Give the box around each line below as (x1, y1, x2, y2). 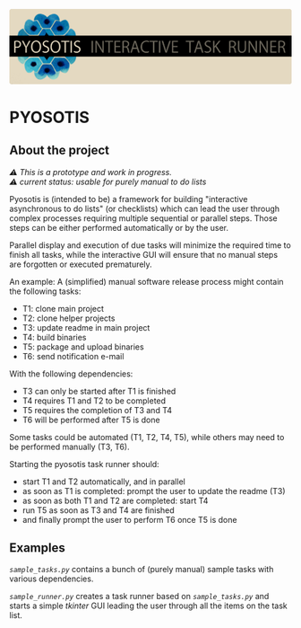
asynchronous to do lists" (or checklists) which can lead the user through (9, 203, 280, 214)
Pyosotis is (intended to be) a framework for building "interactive (9, 193, 248, 204)
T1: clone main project (21, 303, 105, 314)
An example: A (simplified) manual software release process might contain (9, 276, 284, 287)
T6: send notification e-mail (21, 350, 125, 361)
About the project (9, 143, 110, 158)
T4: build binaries (21, 332, 87, 342)
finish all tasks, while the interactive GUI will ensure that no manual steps (9, 249, 279, 260)
